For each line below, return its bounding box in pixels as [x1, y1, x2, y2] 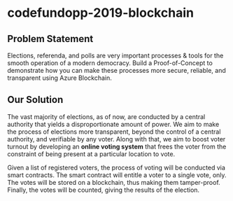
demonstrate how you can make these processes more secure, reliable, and [7, 67, 226, 74]
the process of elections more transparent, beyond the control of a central [7, 127, 221, 136]
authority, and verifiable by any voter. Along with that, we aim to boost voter [7, 134, 226, 143]
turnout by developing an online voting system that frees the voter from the [7, 142, 227, 151]
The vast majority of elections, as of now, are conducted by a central [7, 112, 206, 120]
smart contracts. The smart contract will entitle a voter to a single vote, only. [7, 170, 227, 179]
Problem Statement [7, 33, 94, 45]
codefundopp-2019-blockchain [7, 5, 195, 21]
